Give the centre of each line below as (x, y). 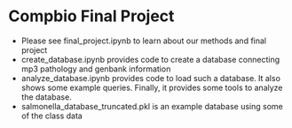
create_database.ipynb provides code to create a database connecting (150, 59)
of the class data (52, 116)
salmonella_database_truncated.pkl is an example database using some (152, 106)
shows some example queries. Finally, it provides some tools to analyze (152, 87)
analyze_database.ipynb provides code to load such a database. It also (151, 78)
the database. (46, 97)
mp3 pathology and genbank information (96, 69)
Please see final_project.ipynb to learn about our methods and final (144, 41)
